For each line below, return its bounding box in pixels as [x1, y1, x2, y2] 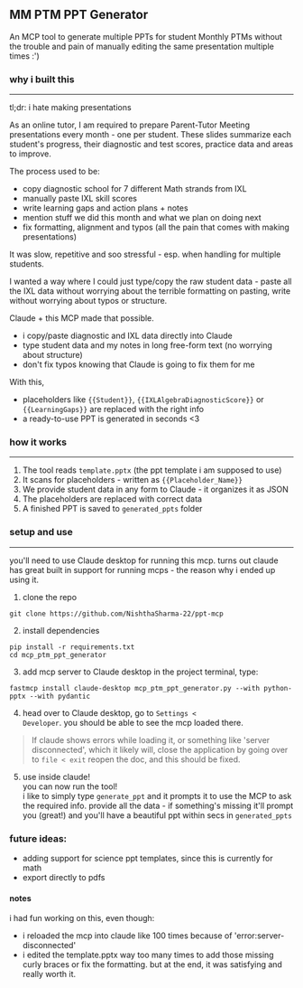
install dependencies [22, 625, 100, 635]
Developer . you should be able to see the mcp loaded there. [22, 717, 243, 728]
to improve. [9, 148, 51, 159]
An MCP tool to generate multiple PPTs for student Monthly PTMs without [9, 31, 282, 42]
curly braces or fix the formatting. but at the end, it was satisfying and [22, 959, 282, 970]
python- [263, 683, 293, 692]
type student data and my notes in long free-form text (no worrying [22, 340, 273, 351]
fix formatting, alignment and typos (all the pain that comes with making [22, 221, 290, 233]
